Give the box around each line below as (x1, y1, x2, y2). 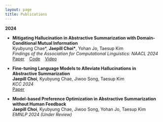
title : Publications (5, 12, 48, 17)
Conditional (12, 40, 37, 46)
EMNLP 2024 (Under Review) (12, 111, 72, 117)
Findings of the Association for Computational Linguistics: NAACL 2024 (12, 50, 159, 57)
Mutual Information (37, 40, 78, 46)
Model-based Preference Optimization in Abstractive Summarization (12, 95, 156, 101)
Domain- (136, 35, 155, 41)
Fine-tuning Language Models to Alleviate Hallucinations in (12, 65, 136, 71)
